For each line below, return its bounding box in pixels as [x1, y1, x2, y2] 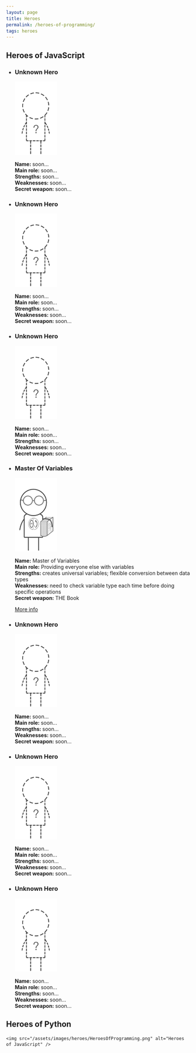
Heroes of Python [6, 1019, 71, 1030]
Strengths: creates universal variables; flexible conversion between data [14, 570, 190, 577]
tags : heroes [6, 28, 38, 34]
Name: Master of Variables [14, 557, 80, 564]
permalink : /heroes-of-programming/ [6, 22, 95, 28]
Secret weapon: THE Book [14, 594, 80, 601]
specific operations [14, 588, 61, 595]
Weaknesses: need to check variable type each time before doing [14, 582, 174, 589]
